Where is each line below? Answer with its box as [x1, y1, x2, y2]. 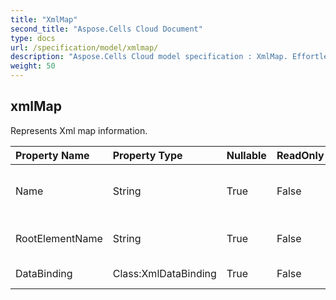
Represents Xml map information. [10, 124, 148, 136]
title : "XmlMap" [10, 14, 78, 25]
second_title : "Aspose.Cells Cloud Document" [10, 24, 203, 34]
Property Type [112, 148, 183, 162]
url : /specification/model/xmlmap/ [10, 42, 159, 53]
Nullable [226, 148, 267, 162]
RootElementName [15, 231, 103, 245]
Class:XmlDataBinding [112, 266, 217, 280]
